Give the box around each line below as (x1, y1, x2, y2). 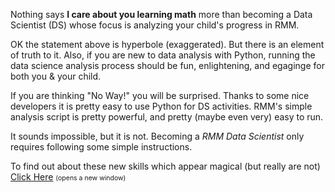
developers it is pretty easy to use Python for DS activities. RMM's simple (10, 100, 313, 112)
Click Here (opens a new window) (10, 171, 127, 183)
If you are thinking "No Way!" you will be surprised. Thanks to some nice (10, 90, 310, 101)
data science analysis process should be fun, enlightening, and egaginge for (10, 60, 325, 71)
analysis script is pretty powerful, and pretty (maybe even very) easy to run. (10, 111, 324, 123)
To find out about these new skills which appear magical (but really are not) (10, 160, 321, 172)
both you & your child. (10, 70, 102, 82)
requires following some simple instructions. (10, 141, 193, 153)
